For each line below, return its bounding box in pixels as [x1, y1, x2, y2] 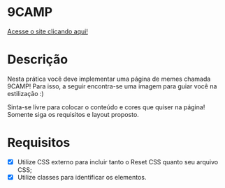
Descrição [7, 52, 68, 68]
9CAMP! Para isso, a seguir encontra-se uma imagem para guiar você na [7, 81, 217, 91]
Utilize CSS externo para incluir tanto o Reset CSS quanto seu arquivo [17, 157, 219, 166]
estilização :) [7, 89, 44, 97]
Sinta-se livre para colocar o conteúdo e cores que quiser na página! [7, 102, 205, 111]
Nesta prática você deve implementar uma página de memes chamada [7, 75, 211, 83]
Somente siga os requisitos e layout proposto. [7, 110, 140, 118]
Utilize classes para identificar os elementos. [17, 173, 147, 181]
